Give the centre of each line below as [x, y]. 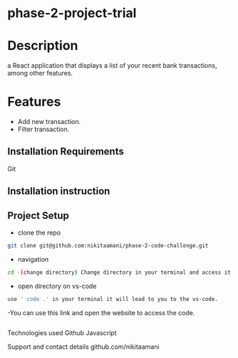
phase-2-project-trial [72, 13]
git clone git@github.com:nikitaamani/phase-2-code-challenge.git [108, 246]
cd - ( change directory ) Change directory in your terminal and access [114, 272]
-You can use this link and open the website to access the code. [101, 312]
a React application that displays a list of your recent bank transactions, [112, 66]
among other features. [40, 73]
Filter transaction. [43, 129]
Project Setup [38, 215]
